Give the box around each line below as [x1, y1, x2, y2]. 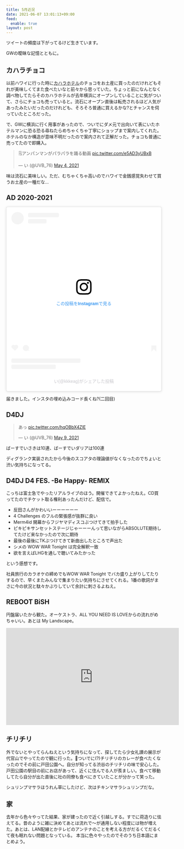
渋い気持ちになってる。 [6, 462, 54, 468]
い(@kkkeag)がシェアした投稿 [54, 378, 114, 384]
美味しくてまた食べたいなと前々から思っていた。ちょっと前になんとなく [14, 86, 161, 92]
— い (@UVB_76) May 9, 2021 [18, 435, 79, 441]
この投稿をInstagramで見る [56, 301, 112, 306]
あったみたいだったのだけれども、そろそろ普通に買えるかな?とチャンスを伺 [6, 105, 159, 111]
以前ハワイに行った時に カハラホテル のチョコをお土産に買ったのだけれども [6, 80, 157, 86]
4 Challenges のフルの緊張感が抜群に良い [13, 513, 98, 518]
